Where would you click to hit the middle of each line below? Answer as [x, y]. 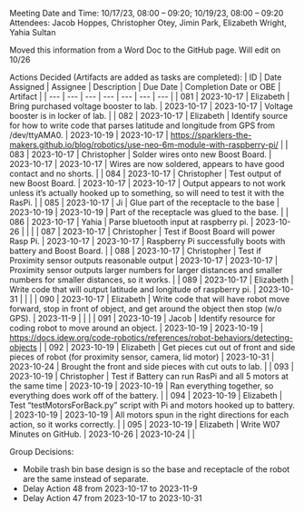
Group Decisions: [42, 452]
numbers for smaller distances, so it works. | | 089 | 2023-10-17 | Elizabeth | [152, 280]
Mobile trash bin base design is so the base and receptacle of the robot [156, 469]
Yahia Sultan [33, 32]
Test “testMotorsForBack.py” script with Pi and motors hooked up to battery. [152, 405]
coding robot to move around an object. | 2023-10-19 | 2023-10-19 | [136, 328]
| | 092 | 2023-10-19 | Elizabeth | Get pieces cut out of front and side [167, 347]
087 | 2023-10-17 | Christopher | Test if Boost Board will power [158, 231]
